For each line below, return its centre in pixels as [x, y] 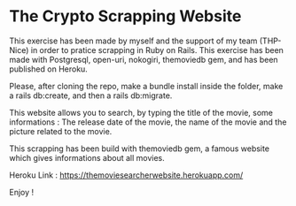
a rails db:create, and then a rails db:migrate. [91, 95]
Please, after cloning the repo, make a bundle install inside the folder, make [146, 86]
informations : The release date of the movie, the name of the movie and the [148, 122]
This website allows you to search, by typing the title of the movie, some [141, 112]
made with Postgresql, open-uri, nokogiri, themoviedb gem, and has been [144, 59]
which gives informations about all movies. [87, 157]
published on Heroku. [49, 69]
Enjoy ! [22, 192]
